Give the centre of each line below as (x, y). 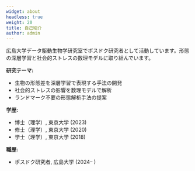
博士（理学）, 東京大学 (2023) (51, 122)
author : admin (23, 33)
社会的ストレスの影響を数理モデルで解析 (63, 90)
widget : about (23, 11)
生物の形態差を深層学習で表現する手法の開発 (68, 83)
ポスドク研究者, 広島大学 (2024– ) (55, 162)
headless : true (25, 17)
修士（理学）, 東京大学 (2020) (51, 130)
